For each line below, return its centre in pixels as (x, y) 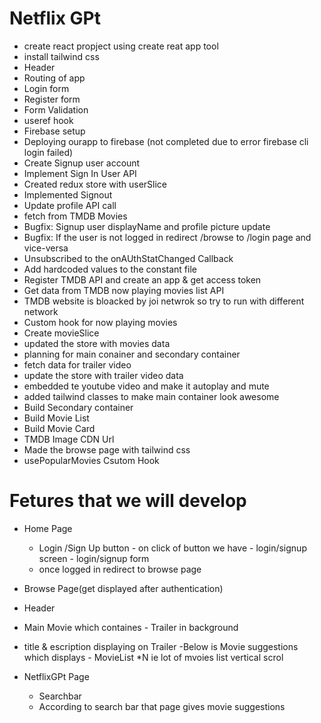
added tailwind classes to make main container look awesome (151, 396)
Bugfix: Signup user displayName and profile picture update (147, 226)
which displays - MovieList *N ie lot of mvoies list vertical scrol (153, 657)
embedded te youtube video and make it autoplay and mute (146, 386)
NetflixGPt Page (56, 676)
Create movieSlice (61, 333)
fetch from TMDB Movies (75, 216)
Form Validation (56, 109)
